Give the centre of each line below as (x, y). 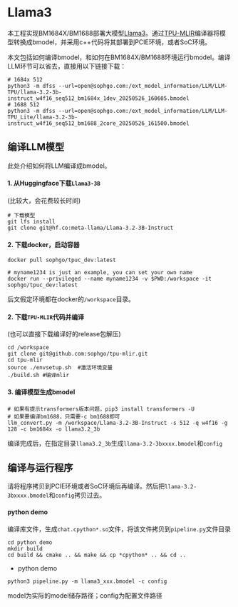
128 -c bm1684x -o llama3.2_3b (54, 429)
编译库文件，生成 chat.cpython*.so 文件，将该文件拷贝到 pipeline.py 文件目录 (119, 528)
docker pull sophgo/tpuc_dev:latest (62, 260)
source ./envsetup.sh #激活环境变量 (60, 368)
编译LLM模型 (36, 147)
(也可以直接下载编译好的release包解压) (64, 334)
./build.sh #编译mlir (38, 376)
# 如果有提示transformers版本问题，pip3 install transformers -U (101, 409)
